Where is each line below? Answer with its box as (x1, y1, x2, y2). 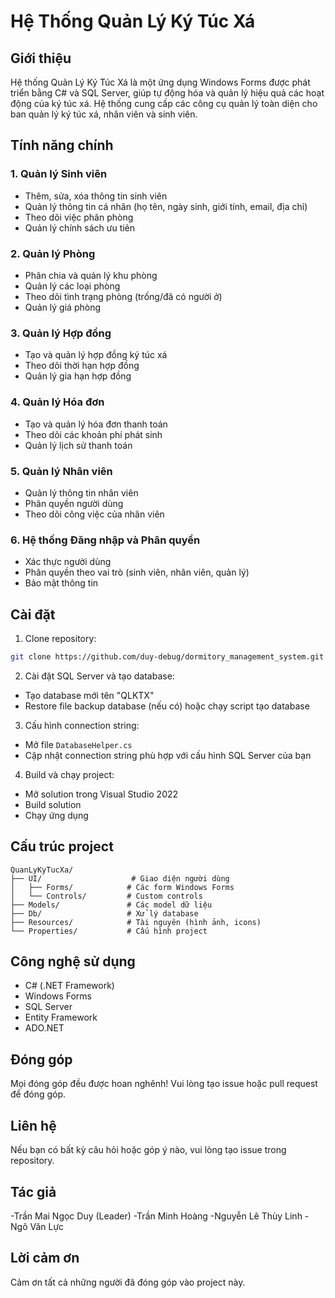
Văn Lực (29, 1220, 65, 1232)
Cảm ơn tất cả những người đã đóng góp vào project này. (10, 1276, 246, 1288)
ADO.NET (24, 1022, 65, 1034)
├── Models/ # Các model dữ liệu (10, 900, 213, 910)
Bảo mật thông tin (24, 577, 99, 589)
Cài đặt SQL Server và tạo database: (24, 670, 175, 682)
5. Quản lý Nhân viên (10, 464, 113, 478)
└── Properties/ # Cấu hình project (10, 926, 208, 936)
